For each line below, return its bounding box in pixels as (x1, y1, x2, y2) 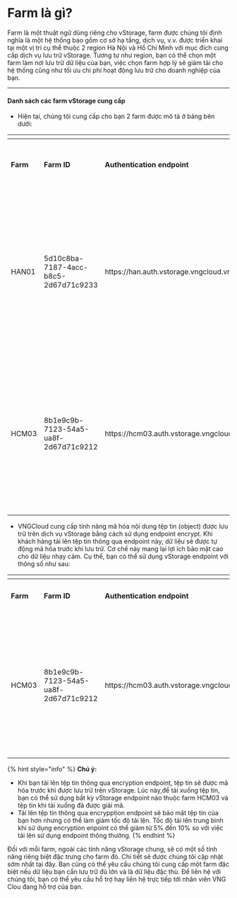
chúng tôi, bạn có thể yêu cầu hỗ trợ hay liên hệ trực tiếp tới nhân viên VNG (7, 875, 226, 884)
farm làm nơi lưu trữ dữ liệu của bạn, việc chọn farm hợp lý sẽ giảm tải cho (7, 58, 224, 67)
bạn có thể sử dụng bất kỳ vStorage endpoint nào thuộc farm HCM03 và (17, 794, 229, 802)
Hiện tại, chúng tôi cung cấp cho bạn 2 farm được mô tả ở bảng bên (17, 112, 215, 121)
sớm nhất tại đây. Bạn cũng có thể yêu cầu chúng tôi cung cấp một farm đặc (7, 860, 230, 868)
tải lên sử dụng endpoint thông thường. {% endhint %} (17, 831, 176, 840)
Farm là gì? (7, 5, 73, 21)
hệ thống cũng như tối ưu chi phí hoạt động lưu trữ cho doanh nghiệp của (7, 66, 221, 74)
